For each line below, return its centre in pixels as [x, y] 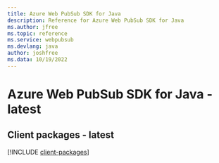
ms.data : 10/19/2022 [38, 60]
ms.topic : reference [38, 33]
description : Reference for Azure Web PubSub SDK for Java [96, 20]
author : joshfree [33, 53]
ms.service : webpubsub [40, 40]
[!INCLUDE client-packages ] [48, 152]
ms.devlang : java [33, 46]
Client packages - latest [61, 135]
